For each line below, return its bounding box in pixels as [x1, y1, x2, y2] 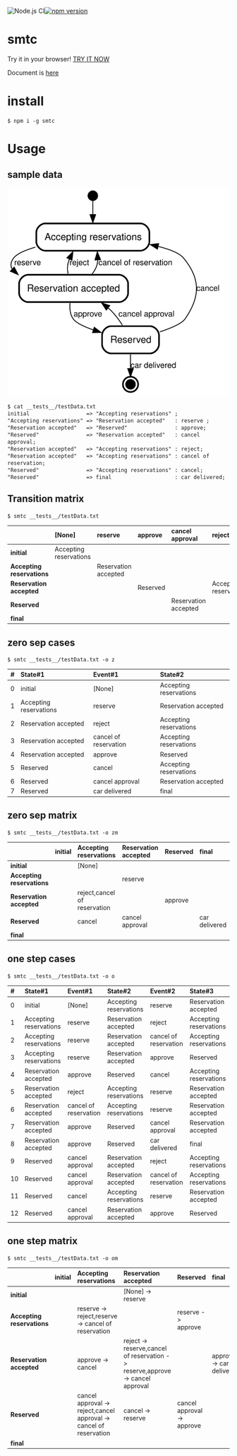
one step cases [7, 953, 76, 965]
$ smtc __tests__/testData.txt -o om [7, 1255, 119, 1262]
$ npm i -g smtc [7, 117, 55, 124]
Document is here [7, 68, 59, 77]
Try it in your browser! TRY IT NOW [7, 54, 110, 63]
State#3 [189, 987, 214, 995]
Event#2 [150, 987, 176, 995]
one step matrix [7, 1235, 78, 1247]
